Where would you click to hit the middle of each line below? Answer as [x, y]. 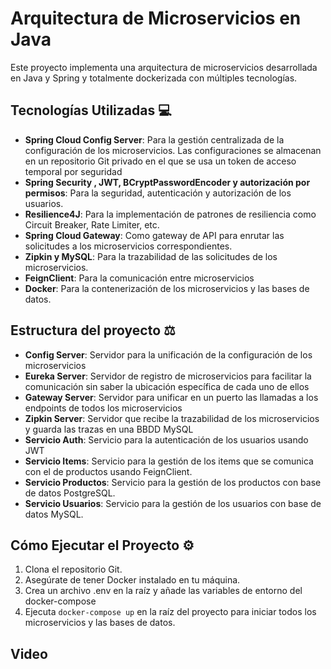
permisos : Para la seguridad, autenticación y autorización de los [158, 193]
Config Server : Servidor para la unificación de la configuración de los [168, 354]
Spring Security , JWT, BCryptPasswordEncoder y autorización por [167, 182]
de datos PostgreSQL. [70, 493]
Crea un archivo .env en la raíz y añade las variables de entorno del [163, 591]
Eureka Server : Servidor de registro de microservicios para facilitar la [168, 376]
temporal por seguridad [73, 171]
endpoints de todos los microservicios [103, 408]
